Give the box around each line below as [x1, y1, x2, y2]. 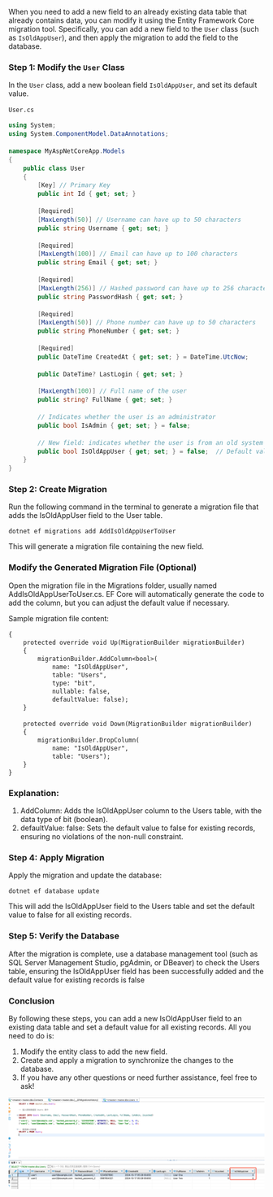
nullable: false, [51, 687, 111, 695]
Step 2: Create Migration [8, 484, 107, 495]
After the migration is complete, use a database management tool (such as [8, 949, 258, 959]
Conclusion [8, 995, 55, 1007]
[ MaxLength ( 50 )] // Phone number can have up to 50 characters [37, 319, 256, 327]
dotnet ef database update [8, 887, 100, 895]
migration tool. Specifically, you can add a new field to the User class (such [8, 24, 259, 33]
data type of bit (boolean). [19, 815, 108, 825]
